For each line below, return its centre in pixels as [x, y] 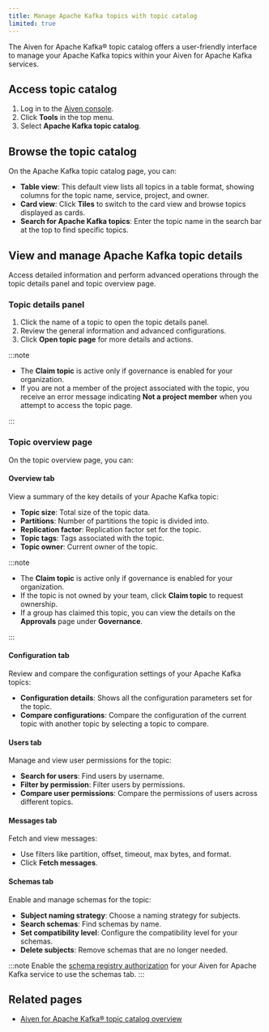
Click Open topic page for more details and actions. [107, 340]
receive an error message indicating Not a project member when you [136, 397]
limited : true [32, 24]
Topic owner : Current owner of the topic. [89, 546]
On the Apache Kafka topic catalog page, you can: [92, 171]
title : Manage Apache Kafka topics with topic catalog [103, 16]
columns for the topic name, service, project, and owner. [114, 196]
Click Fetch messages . [59, 863]
